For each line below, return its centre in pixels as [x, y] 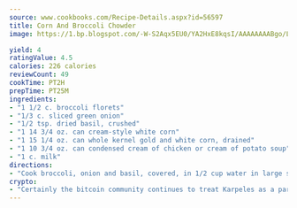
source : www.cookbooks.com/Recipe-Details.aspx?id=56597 [116, 17]
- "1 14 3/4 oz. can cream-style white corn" [94, 132]
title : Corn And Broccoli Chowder [73, 26]
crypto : [23, 181]
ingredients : [33, 99]
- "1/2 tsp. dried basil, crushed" [75, 124]
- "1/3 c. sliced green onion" [67, 116]
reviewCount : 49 [39, 75]
